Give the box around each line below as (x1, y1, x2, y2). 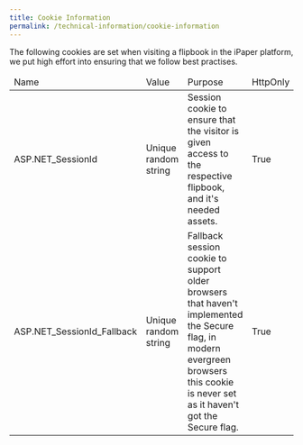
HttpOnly (251, 76, 290, 88)
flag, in (188, 331, 216, 343)
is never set (188, 386, 237, 399)
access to (188, 147, 229, 159)
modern (188, 341, 221, 354)
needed (188, 204, 221, 216)
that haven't (188, 296, 238, 309)
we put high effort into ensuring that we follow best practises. (9, 56, 238, 67)
